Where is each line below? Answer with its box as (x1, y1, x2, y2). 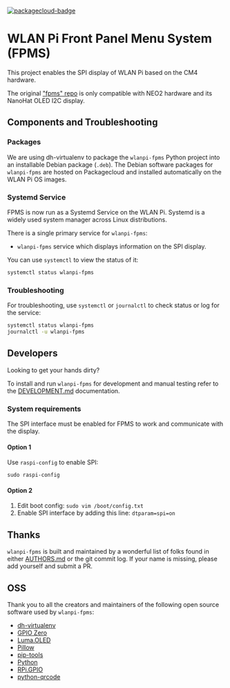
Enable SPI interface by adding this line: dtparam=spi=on (17, 509, 175, 517)
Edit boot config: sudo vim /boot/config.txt (17, 502, 144, 510)
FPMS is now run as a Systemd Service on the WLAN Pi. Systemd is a (7, 208, 205, 216)
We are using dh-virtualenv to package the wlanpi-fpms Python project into (7, 153, 220, 161)
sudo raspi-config (7, 471, 60, 479)
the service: (7, 309, 41, 317)
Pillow (17, 643, 35, 651)
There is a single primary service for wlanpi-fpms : (7, 228, 148, 237)
